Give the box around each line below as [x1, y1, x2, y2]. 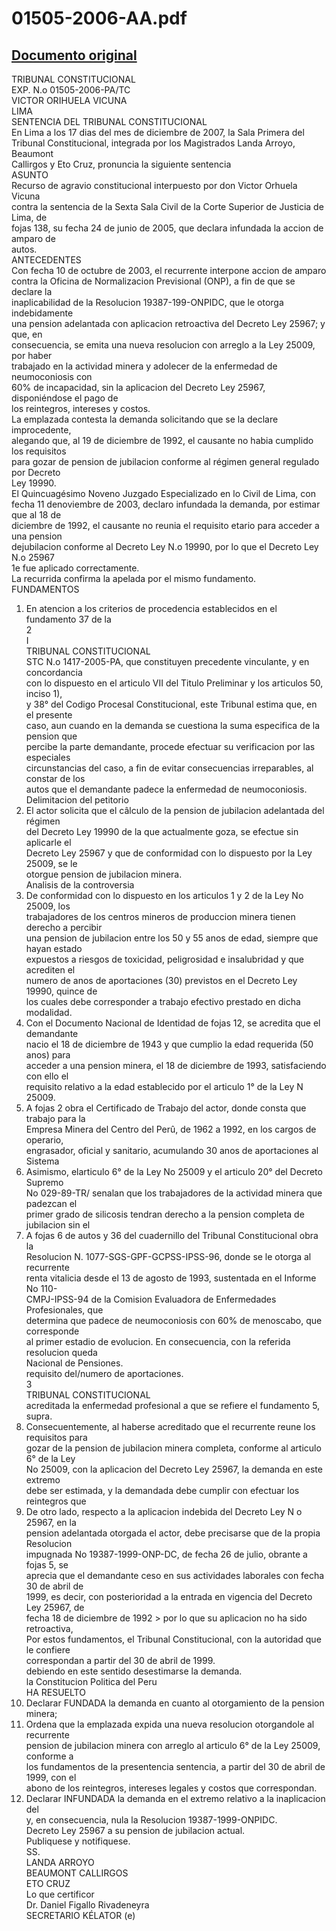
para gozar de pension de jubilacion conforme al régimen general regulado [11, 456, 320, 467]
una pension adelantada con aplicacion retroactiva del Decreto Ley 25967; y [11, 318, 326, 329]
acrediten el [25, 964, 76, 976]
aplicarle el [25, 837, 72, 848]
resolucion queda [25, 1347, 98, 1358]
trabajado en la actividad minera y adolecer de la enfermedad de [11, 360, 278, 372]
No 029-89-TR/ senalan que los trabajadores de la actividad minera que [25, 1187, 323, 1199]
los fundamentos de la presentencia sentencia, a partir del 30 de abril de [25, 1761, 326, 1772]
